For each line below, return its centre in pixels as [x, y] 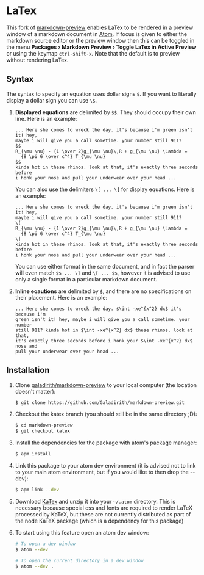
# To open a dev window [45, 544]
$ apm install [33, 454]
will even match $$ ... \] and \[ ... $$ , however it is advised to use [103, 273]
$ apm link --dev [37, 490]
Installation [28, 370]
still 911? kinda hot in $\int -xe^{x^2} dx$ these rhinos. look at [104, 330]
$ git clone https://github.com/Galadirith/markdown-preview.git [100, 403]
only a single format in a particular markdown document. [86, 279]
